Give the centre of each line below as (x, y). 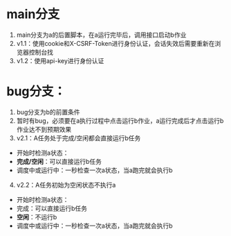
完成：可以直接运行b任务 (52, 208)
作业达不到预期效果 (44, 129)
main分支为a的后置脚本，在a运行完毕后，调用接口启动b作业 (101, 35)
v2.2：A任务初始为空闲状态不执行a (66, 185)
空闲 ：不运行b (37, 217)
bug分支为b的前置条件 (48, 112)
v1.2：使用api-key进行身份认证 (60, 60)
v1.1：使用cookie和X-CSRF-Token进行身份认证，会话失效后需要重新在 (115, 43)
